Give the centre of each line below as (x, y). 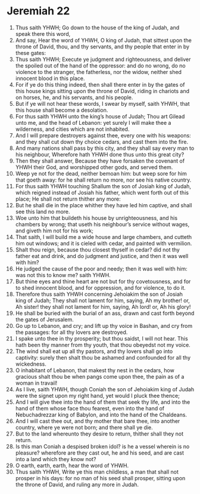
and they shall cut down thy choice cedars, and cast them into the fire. (102, 142)
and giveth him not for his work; (54, 231)
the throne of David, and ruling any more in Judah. (77, 484)
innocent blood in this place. (50, 78)
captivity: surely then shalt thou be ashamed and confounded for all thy (103, 357)
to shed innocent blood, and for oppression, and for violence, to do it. (101, 287)
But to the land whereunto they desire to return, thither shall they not (99, 434)
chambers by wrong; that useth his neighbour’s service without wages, (102, 224)
